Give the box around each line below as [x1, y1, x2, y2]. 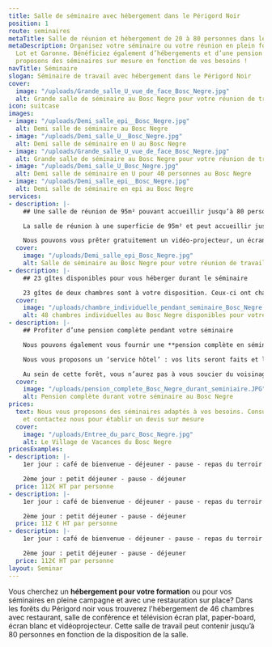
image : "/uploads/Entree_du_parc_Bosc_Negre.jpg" [23, 430, 194, 438]
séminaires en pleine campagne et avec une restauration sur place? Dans [8, 595, 253, 605]
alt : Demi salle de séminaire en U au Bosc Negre [15, 139, 186, 148]
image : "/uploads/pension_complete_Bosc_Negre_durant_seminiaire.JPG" [23, 385, 266, 393]
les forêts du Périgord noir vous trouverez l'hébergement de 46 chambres [8, 603, 255, 613]
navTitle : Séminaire [8, 65, 79, 73]
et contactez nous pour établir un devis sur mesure [23, 415, 205, 423]
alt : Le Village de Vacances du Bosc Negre [23, 438, 172, 446]
